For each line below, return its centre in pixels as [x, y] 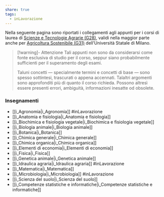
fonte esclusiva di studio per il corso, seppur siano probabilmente [83, 58]
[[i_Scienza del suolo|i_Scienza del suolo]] [55, 179]
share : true [17, 10]
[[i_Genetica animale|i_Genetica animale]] [54, 158]
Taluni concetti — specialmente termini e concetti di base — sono [83, 73]
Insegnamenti [22, 101]
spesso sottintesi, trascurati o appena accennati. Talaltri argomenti [84, 78]
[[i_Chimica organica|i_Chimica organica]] [54, 143]
